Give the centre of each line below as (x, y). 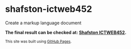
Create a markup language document (43, 23)
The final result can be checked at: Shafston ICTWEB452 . (66, 32)
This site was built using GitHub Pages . (38, 41)
